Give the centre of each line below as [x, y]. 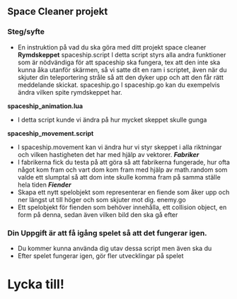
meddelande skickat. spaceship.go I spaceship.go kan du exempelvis [119, 85]
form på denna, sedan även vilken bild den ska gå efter [98, 214]
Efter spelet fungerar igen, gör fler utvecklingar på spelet [100, 256]
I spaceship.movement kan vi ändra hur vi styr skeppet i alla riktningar [120, 147]
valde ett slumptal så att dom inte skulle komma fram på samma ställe [119, 177]
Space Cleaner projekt [58, 12]
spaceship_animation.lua [45, 106]
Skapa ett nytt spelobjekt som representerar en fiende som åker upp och [123, 192]
